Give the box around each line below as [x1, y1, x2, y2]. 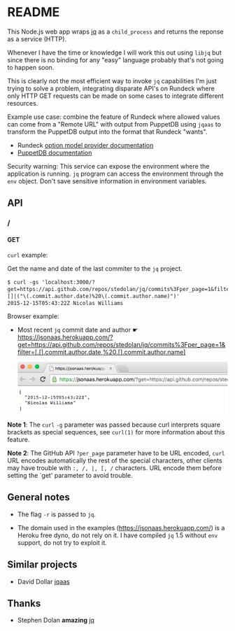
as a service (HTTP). [7, 34, 67, 43]
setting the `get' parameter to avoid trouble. [7, 472, 133, 479]
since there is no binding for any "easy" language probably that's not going [7, 55, 224, 64]
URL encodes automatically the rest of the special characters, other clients [7, 456, 222, 465]
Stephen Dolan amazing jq [17, 616, 94, 625]
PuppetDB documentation [17, 148, 92, 157]
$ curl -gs [7, 279, 39, 286]
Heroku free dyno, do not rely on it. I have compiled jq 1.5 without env [17, 531, 218, 539]
